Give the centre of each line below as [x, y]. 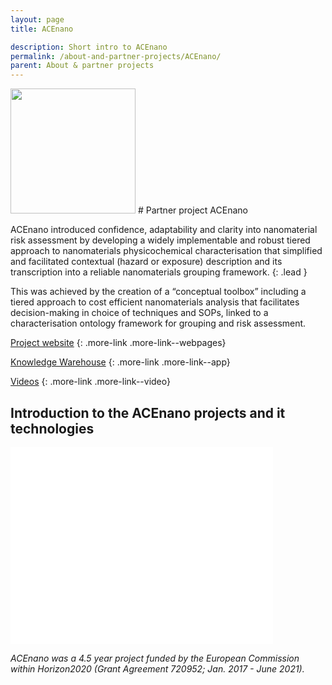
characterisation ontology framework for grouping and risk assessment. [158, 323]
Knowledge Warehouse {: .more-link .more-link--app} [120, 362]
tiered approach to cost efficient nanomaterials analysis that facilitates [155, 302]
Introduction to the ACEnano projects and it [148, 412]
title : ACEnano [42, 29]
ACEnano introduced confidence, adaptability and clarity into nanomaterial [164, 230]
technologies [52, 428]
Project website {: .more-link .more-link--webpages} [118, 343]
